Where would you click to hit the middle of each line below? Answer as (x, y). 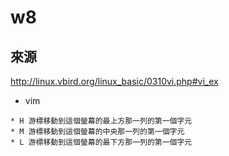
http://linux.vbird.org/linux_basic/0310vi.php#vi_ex (114, 81)
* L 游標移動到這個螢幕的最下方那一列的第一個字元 (101, 142)
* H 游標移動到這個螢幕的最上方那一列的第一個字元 (101, 121)
